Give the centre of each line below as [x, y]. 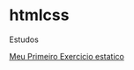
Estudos [24, 39]
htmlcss [39, 15]
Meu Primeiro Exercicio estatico [67, 56]
